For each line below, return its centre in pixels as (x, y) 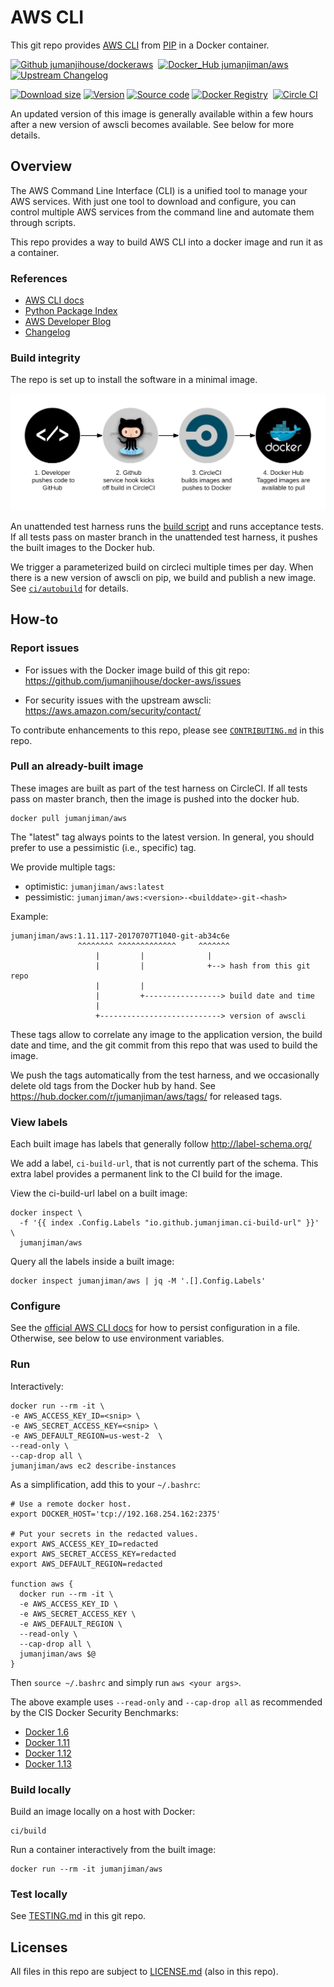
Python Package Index (71, 311)
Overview (41, 166)
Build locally (41, 1789)
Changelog (47, 332)
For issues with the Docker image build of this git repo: (137, 670)
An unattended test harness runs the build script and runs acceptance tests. (167, 526)
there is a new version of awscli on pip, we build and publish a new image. (163, 577)
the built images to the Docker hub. (83, 547)
